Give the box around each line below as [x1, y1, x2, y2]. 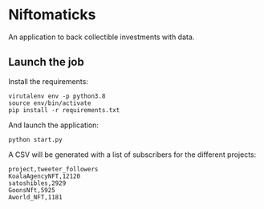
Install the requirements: [8, 76, 88, 86]
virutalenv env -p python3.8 [8, 92, 106, 100]
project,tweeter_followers [8, 165, 99, 173]
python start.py [8, 135, 63, 143]
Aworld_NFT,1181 [8, 193, 63, 201]
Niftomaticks [8, 6, 96, 24]
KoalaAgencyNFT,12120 [8, 172, 81, 180]
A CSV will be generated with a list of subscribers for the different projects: [8, 150, 257, 159]
